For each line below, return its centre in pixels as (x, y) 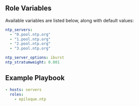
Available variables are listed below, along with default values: (69, 20)
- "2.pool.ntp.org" (30, 44)
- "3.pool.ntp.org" (30, 48)
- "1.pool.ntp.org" (30, 39)
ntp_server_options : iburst (35, 58)
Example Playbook (35, 78)
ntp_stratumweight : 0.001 (32, 63)
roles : (17, 94)
